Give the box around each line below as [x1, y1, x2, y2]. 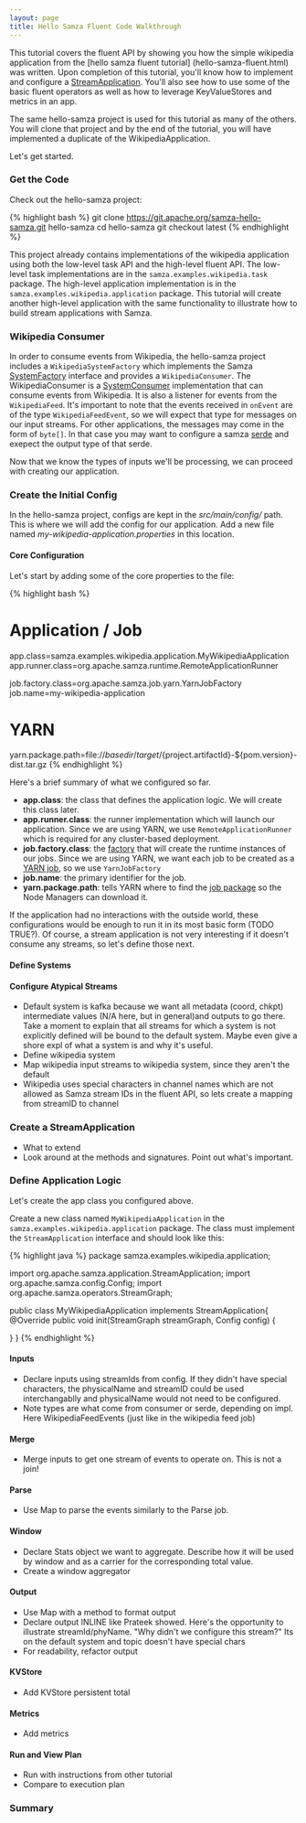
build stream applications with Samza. [9, 307, 153, 318]
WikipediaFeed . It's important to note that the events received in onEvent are [9, 400, 294, 411]
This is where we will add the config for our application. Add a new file [9, 519, 275, 531]
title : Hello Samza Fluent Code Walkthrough [9, 22, 182, 31]
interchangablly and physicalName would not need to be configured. [22, 1393, 281, 1404]
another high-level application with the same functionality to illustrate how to [9, 297, 298, 308]
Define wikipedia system [22, 1049, 116, 1061]
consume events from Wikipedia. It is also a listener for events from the [9, 390, 278, 401]
